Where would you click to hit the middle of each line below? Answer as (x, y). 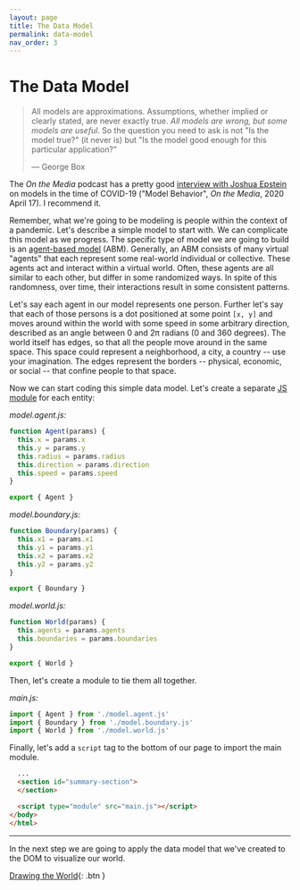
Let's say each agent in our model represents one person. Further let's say (146, 304)
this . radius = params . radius (71, 456)
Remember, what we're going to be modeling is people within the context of (149, 221)
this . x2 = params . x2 (55, 555)
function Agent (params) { (57, 432)
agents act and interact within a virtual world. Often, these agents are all (142, 268)
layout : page (33, 17)
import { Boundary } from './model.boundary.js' (101, 722)
